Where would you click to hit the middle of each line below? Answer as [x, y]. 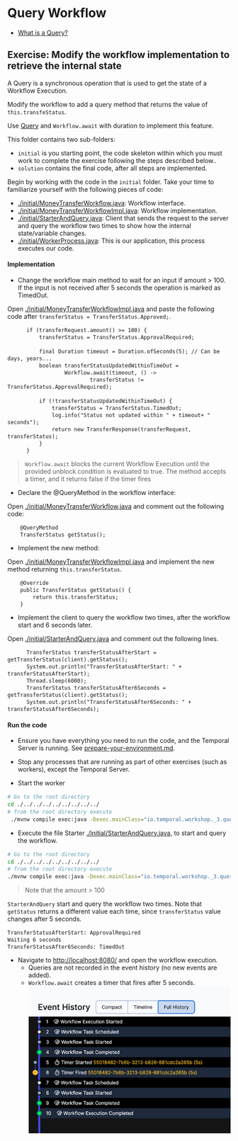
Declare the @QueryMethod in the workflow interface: [97, 492]
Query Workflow [57, 13]
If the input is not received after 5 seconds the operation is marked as [119, 288]
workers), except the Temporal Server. [74, 769]
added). [40, 975]
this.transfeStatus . [37, 112]
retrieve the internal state [64, 66]
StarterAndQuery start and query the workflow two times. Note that [104, 904]
